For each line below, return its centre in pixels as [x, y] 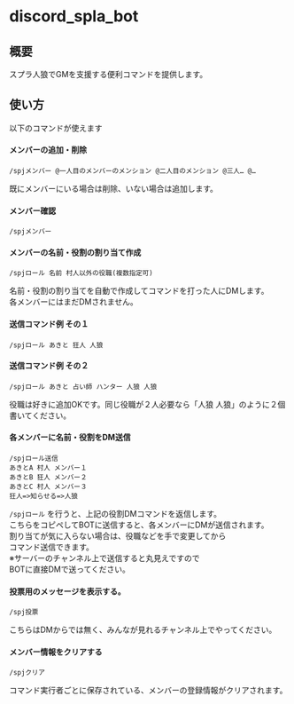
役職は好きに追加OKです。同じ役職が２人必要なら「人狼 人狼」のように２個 [147, 404]
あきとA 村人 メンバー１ [48, 468]
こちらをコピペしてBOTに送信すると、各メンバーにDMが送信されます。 [139, 525]
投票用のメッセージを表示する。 [67, 591]
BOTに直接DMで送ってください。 [70, 569]
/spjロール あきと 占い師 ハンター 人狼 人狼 [83, 387]
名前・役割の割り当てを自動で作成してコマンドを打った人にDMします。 [139, 291]
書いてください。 [40, 415]
